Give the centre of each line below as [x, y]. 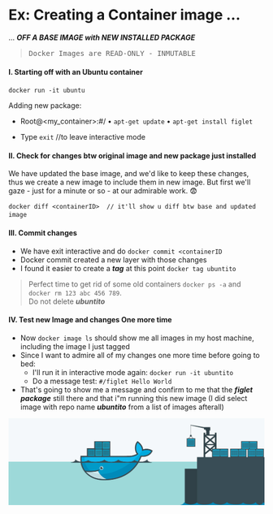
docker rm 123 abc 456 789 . [75, 292]
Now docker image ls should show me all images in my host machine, [137, 338]
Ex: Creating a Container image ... [125, 15]
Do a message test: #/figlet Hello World [102, 381]
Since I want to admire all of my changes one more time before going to [140, 355]
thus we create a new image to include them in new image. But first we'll [130, 182]
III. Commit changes [43, 232]
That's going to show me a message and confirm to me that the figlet [136, 389]
